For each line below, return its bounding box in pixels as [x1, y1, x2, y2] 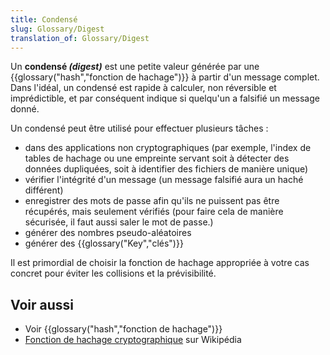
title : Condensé [10, 14, 78, 25]
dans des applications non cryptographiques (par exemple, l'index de [24, 142, 312, 154]
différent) [24, 184, 64, 196]
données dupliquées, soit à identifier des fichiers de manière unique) [24, 163, 309, 175]
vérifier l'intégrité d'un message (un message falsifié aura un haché [24, 174, 304, 186]
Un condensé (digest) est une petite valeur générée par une [10, 61, 260, 73]
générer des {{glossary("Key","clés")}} [24, 237, 184, 250]
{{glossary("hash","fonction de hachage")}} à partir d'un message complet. [10, 71, 320, 83]
